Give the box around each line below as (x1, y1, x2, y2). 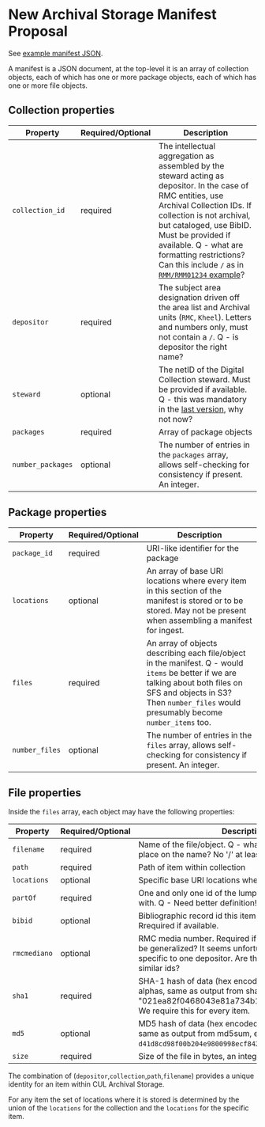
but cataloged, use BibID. (158, 219, 252, 230)
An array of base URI (146, 565, 223, 576)
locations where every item (146, 575, 247, 586)
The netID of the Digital (158, 364, 244, 375)
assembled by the (158, 160, 225, 171)
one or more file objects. (8, 81, 88, 90)
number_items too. (146, 716, 211, 727)
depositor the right (158, 341, 227, 352)
